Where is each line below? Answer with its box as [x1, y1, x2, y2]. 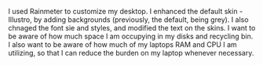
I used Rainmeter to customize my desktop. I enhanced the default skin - [8, 7, 243, 16]
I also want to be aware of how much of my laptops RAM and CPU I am [8, 40, 237, 49]
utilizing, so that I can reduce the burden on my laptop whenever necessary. [8, 49, 254, 57]
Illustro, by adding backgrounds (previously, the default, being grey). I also [8, 15, 249, 24]
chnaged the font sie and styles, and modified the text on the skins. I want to [8, 23, 256, 32]
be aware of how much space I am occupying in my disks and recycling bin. [8, 31, 254, 41]
